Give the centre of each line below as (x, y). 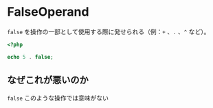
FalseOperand (48, 12)
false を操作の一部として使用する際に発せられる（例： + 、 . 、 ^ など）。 (109, 31)
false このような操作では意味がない (58, 98)
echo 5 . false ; (30, 57)
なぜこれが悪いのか (48, 80)
